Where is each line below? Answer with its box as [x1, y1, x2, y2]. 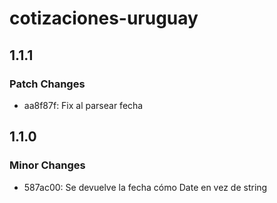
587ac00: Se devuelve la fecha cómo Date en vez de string [23, 181, 268, 193]
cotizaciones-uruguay [9, 7, 199, 30]
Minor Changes [9, 158, 86, 172]
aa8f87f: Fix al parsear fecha [23, 99, 144, 111]
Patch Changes [9, 77, 86, 91]
